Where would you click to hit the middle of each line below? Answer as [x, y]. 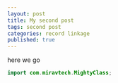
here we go [24, 60]
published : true [31, 40]
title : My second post [41, 20]
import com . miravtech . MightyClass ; [60, 73]
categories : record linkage [49, 33]
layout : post [26, 14]
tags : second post [34, 27]
